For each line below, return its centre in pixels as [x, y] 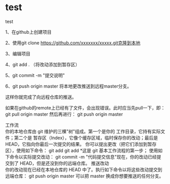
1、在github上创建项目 [28, 32]
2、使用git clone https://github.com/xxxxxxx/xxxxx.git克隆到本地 [73, 43]
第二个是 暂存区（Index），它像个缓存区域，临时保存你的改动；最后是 [86, 138]
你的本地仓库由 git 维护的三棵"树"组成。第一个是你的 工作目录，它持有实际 [83, 131]
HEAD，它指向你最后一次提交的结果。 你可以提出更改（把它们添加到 [77, 144]
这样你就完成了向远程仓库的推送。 [41, 97]
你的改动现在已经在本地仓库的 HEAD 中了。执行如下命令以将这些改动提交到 [84, 169]
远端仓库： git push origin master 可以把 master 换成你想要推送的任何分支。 [84, 176]
